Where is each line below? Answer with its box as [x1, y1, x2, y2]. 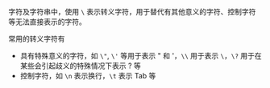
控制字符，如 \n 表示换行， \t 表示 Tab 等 [19, 71, 156, 80]
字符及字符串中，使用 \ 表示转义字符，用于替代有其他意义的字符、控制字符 [8, 7, 256, 16]
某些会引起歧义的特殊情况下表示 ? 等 [19, 61, 141, 70]
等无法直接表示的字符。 [8, 17, 86, 26]
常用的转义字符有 [8, 34, 65, 43]
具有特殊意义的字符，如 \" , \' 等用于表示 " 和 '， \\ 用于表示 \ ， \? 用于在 [19, 51, 262, 60]
